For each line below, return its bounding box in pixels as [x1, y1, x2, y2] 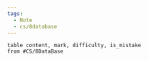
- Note [13, 17, 33, 24]
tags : [7, 10, 23, 17]
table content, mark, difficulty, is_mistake [7, 42, 141, 49]
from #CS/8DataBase [7, 48, 64, 55]
